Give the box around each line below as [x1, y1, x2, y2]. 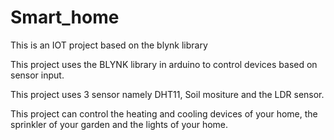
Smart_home [10, 6, 120, 29]
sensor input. [10, 69, 65, 81]
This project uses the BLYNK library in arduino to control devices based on [10, 58, 318, 70]
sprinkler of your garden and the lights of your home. [10, 118, 229, 130]
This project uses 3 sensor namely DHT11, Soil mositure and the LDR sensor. [10, 88, 325, 100]
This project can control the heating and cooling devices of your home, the [10, 107, 318, 120]
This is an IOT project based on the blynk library [10, 39, 208, 51]
